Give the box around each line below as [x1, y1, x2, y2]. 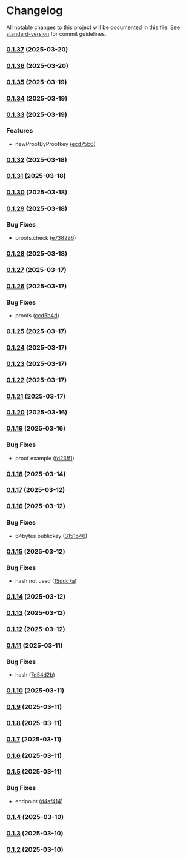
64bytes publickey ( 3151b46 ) [15, 532, 88, 539]
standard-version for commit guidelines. [6, 30, 107, 37]
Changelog [6, 4, 63, 18]
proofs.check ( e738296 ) [15, 234, 76, 241]
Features [6, 127, 33, 135]
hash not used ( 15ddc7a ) [15, 577, 77, 585]
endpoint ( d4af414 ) [15, 797, 64, 804]
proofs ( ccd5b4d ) [15, 311, 59, 319]
